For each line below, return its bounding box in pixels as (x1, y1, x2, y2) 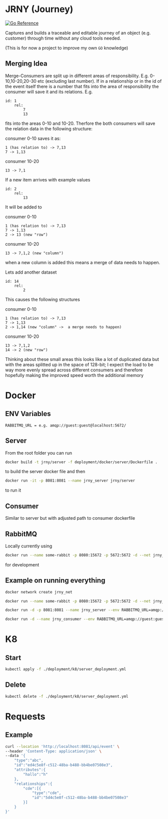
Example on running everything (5, 576, 105, 585)
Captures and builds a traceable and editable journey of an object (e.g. (5, 30, 151, 36)
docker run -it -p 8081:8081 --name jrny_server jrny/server (5, 478, 135, 483)
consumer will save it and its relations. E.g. (5, 89, 93, 95)
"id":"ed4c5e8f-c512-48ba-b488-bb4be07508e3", (14, 763, 113, 768)
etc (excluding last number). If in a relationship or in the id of (37, 78, 162, 84)
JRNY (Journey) (5, 4, 73, 15)
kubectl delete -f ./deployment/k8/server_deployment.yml (5, 694, 128, 699)
